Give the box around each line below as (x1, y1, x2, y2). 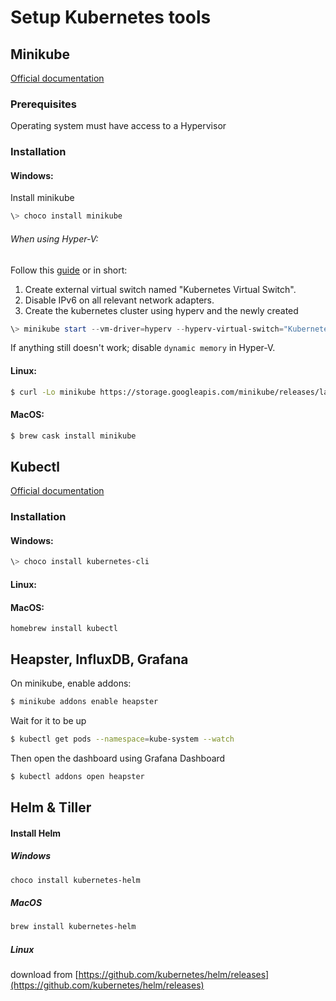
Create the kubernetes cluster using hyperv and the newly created (24, 304, 299, 316)
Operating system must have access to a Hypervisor (10, 120, 227, 132)
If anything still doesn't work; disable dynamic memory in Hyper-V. (10, 342, 276, 354)
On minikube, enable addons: (10, 677, 132, 689)
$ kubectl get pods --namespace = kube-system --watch (10, 734, 235, 744)
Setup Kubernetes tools (10, 6, 212, 29)
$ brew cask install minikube (10, 431, 137, 441)
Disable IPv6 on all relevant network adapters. (24, 294, 215, 306)
